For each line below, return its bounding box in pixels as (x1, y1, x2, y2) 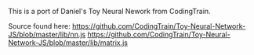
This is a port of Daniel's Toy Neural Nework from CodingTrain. (8, 7, 211, 15)
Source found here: (8, 22, 71, 30)
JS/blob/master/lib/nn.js (8, 30, 86, 39)
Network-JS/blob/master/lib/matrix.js (8, 38, 128, 47)
